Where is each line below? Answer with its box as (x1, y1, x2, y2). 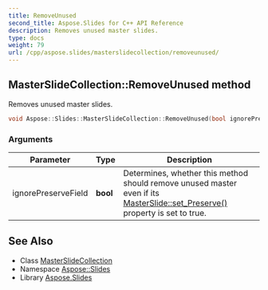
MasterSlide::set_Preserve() (123, 197, 228, 208)
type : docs (8, 33, 45, 42)
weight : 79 (8, 41, 45, 49)
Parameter (30, 154, 71, 165)
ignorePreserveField (12, 187, 89, 198)
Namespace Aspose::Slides (19, 264, 111, 273)
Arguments (8, 133, 53, 144)
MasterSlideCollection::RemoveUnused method (8, 78, 251, 92)
